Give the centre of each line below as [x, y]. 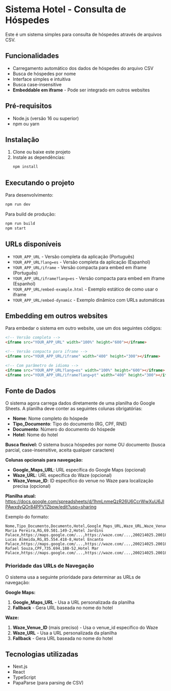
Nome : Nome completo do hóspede [50, 419]
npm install [25, 167]
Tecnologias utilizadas [42, 654]
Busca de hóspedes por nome [44, 74]
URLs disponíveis [33, 244]
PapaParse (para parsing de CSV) [48, 683]
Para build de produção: [31, 214]
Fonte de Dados [31, 391]
